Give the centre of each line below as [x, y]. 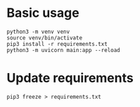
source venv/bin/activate [44, 38]
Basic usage [43, 13]
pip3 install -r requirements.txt [57, 44]
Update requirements [70, 78]
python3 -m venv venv [38, 32]
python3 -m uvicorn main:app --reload [63, 50]
